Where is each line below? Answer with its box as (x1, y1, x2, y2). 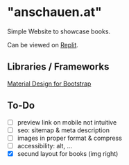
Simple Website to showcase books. (7, 27, 111, 36)
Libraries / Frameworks (7, 61, 110, 73)
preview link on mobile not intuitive (17, 118, 117, 126)
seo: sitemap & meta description (17, 126, 110, 134)
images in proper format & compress (17, 134, 123, 142)
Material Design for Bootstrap (7, 79, 92, 88)
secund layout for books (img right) (17, 149, 119, 157)
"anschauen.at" (7, 4, 102, 20)
